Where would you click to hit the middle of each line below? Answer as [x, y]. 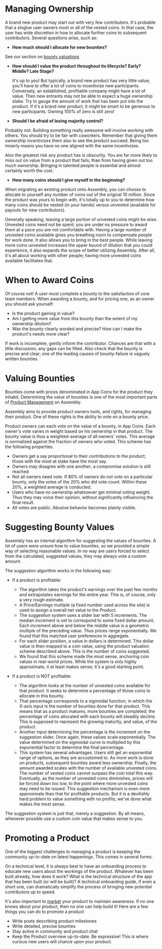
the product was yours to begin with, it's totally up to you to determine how [80, 199]
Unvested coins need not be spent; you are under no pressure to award [76, 225]
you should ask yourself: [29, 304]
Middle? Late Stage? [33, 71]
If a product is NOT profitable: [42, 676]
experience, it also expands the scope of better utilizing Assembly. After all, [80, 250]
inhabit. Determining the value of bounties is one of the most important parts [81, 397]
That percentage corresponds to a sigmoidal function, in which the [86, 701]
